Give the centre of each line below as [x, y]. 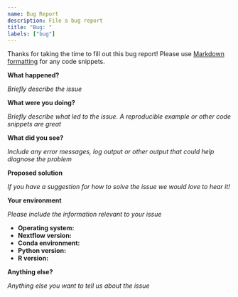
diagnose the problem [40, 159]
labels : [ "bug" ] [31, 34]
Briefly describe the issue [45, 89]
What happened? [33, 75]
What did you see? [36, 138]
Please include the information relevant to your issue [85, 215]
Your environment [34, 200]
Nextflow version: [45, 236]
